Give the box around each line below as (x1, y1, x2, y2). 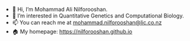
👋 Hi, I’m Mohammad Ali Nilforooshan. (12, 6, 108, 13)
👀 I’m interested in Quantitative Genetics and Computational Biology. (12, 12, 185, 19)
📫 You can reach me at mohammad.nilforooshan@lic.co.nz (12, 19, 162, 26)
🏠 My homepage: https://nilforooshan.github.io (12, 28, 133, 35)
